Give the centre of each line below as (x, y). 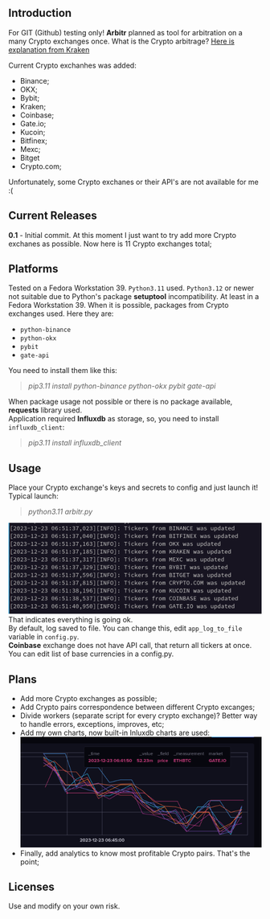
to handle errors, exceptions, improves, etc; (92, 724)
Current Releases (53, 216)
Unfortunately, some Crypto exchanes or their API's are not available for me (133, 182)
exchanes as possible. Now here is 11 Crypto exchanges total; (110, 244)
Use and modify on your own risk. (64, 906)
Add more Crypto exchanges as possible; (88, 698)
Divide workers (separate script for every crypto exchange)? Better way (139, 716)
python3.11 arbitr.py (60, 512)
